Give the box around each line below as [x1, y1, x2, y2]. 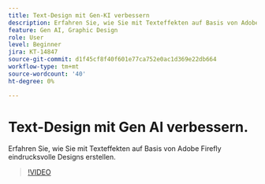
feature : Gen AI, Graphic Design [8, 26, 118, 34]
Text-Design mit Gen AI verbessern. [8, 118, 248, 136]
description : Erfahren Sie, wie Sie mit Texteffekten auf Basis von [8, 19, 238, 27]
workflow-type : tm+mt [8, 63, 80, 71]
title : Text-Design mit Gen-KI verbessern [8, 11, 150, 20]
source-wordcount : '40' [8, 70, 87, 78]
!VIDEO [27, 167, 51, 177]
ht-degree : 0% [8, 77, 55, 85]
